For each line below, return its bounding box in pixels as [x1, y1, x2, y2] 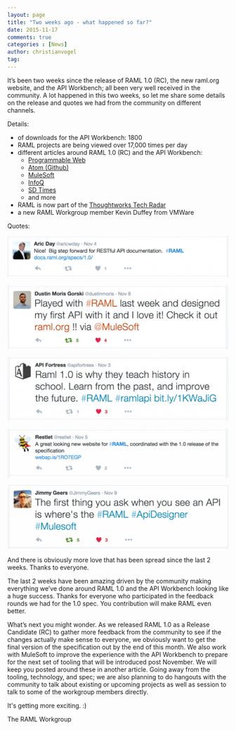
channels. [7, 106, 36, 114]
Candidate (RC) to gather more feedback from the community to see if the [7, 628, 222, 636]
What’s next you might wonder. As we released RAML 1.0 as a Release [7, 620, 210, 629]
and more [27, 193, 56, 201]
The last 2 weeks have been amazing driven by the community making [7, 577, 212, 586]
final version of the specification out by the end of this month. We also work [7, 643, 227, 651]
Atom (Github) [27, 163, 69, 172]
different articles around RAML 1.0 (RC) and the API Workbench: [17, 148, 203, 156]
